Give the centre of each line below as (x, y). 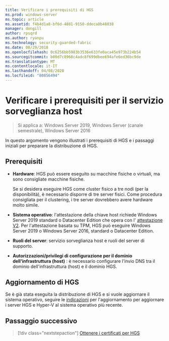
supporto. (23, 246)
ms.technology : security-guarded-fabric (48, 43)
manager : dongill (23, 29)
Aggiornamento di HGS (42, 282)
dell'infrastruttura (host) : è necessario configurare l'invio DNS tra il (84, 261)
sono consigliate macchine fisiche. (48, 179)
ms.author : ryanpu (24, 38)
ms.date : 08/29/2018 (27, 47)
